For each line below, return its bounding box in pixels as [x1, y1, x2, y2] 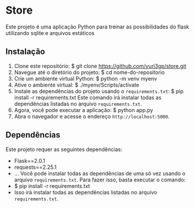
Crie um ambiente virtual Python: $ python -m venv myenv [14, 75, 158, 82]
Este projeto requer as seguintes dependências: [5, 146, 123, 153]
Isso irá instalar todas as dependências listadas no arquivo [14, 188, 158, 196]
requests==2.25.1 [14, 164, 57, 171]
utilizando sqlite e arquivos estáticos [5, 29, 95, 36]
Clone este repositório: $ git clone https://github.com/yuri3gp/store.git [14, 62, 187, 69]
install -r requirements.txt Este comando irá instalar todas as [14, 94, 162, 101]
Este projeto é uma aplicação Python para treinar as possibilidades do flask [5, 23, 190, 30]
